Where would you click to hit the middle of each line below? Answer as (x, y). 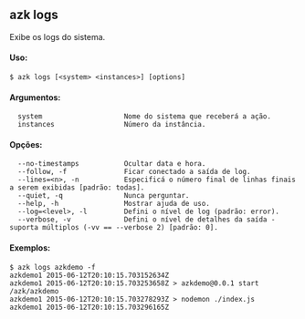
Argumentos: (35, 97)
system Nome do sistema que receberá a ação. (145, 117)
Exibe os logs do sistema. (58, 36)
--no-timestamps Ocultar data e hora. (112, 164)
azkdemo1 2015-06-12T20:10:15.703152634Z (89, 275)
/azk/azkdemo (34, 291)
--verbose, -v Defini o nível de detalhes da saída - (147, 220)
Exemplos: (30, 248)
